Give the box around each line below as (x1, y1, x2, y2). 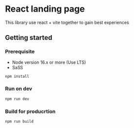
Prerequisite (5, 48, 35, 55)
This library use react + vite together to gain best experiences (5, 19, 129, 25)
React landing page (5, 3, 85, 15)
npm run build (5, 119, 34, 124)
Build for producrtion (5, 108, 56, 115)
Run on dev (5, 85, 33, 92)
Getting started (5, 34, 53, 42)
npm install (5, 74, 29, 79)
